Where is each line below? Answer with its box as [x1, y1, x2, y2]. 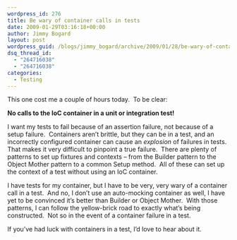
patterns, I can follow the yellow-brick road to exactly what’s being [7, 204, 201, 212]
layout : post [7, 37, 46, 44]
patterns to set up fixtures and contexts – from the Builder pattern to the [7, 152, 217, 161]
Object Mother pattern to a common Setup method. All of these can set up [7, 160, 225, 169]
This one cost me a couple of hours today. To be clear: [7, 95, 168, 104]
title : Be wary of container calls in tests [7, 17, 140, 24]
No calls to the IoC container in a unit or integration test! [7, 109, 175, 117]
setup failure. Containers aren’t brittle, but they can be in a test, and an [7, 130, 214, 138]
